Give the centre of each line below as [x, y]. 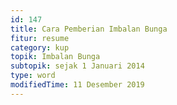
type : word [33, 76]
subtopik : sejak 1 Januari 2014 [77, 66]
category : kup [40, 47]
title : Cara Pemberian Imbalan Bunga [89, 29]
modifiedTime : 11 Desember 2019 [77, 85]
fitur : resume [40, 38]
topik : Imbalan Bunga [55, 57]
